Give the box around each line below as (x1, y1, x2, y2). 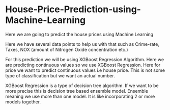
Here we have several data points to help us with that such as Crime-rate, (5, 41, 159, 47)
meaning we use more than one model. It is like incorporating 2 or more (5, 93, 155, 99)
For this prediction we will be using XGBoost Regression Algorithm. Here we (5, 56, 164, 62)
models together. (5, 98, 41, 105)
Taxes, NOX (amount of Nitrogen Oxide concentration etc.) (5, 46, 128, 52)
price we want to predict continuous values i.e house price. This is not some (5, 67, 165, 73)
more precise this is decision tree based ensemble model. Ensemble (5, 88, 149, 94)
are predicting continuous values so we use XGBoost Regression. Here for (5, 62, 161, 68)
